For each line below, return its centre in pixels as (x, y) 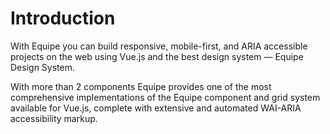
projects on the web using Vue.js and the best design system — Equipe (157, 56)
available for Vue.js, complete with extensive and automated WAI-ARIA (156, 108)
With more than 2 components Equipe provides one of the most (141, 86)
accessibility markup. (54, 118)
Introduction (63, 18)
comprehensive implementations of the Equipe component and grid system (165, 97)
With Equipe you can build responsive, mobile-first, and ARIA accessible (159, 46)
